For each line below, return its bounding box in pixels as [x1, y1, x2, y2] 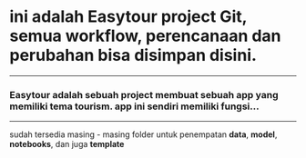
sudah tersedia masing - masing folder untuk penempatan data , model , [9, 129, 278, 140]
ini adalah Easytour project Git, [9, 6, 248, 27]
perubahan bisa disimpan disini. [9, 45, 258, 65]
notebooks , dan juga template [9, 139, 125, 150]
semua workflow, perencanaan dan [9, 25, 281, 46]
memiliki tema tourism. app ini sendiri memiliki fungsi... [9, 100, 260, 113]
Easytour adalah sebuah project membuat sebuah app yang [9, 88, 279, 101]
